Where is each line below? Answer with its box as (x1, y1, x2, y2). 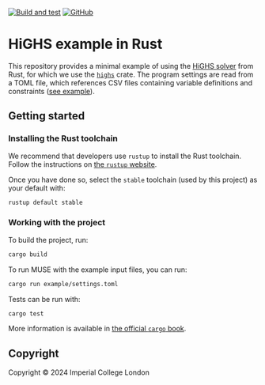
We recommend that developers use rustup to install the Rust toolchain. (8, 151, 242, 160)
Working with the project (8, 217, 106, 228)
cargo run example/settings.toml (8, 280, 119, 288)
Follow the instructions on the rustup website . (8, 159, 157, 169)
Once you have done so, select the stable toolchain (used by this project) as (8, 175, 258, 184)
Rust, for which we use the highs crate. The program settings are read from (8, 70, 254, 79)
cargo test (8, 309, 44, 318)
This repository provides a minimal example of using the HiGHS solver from (8, 61, 254, 70)
